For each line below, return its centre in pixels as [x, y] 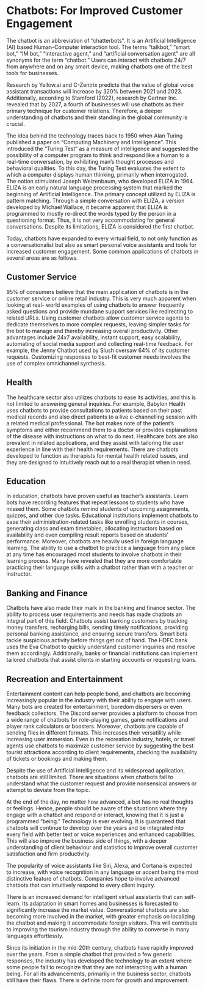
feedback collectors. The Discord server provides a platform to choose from [102, 713]
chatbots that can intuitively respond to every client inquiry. [81, 885]
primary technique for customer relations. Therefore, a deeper [85, 111]
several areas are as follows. [42, 258]
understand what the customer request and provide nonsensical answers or [102, 783]
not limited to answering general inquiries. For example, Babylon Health [96, 403]
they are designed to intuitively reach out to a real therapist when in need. [99, 462]
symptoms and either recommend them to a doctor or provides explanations [102, 430]
